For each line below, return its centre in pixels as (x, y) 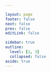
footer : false (20, 19)
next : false (18, 24)
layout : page (19, 14)
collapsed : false (28, 56)
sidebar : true (20, 43)
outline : (14, 47)
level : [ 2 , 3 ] (24, 52)
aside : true (18, 61)
